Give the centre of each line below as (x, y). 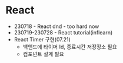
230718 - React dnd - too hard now (56, 26)
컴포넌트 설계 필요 (43, 54)
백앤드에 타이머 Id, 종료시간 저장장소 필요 (70, 47)
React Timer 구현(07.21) (42, 39)
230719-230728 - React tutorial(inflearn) (63, 32)
